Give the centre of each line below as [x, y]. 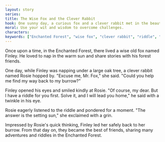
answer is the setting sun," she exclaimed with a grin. [59, 115]
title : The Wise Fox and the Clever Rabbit [50, 19]
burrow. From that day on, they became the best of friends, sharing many [79, 130]
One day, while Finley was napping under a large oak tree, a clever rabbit [79, 70]
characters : [17, 32]
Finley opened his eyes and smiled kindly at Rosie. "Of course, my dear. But [82, 90]
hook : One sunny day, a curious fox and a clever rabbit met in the [77, 23]
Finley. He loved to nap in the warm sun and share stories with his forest [78, 56]
